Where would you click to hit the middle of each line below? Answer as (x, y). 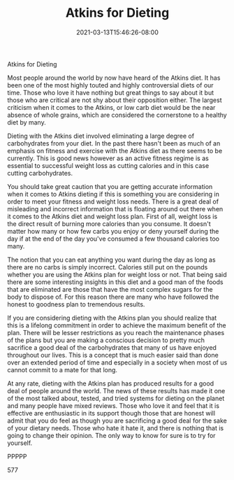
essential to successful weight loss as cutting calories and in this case (108, 165)
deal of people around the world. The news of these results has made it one (116, 390)
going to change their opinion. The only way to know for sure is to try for (111, 435)
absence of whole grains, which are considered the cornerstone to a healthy (117, 115)
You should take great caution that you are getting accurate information (110, 186)
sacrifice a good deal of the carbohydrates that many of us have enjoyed (112, 347)
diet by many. (27, 122)
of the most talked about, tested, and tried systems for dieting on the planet (116, 398)
